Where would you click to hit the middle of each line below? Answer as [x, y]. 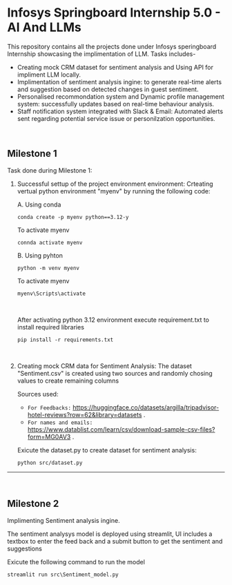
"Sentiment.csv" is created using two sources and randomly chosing [115, 373]
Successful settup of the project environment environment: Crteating [115, 184]
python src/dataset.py [50, 463]
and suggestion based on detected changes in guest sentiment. [108, 89]
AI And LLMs [44, 27]
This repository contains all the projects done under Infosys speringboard [112, 46]
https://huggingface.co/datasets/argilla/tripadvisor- [146, 407]
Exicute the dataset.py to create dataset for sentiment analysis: [107, 450]
